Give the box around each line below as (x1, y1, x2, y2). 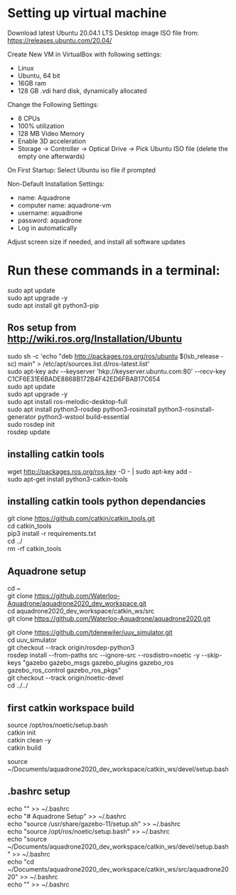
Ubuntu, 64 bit (17, 71, 60, 80)
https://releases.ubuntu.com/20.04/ (7, 36, 112, 44)
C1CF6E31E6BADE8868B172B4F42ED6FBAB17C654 (7, 374, 161, 383)
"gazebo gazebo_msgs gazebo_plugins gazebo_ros (22, 658, 174, 667)
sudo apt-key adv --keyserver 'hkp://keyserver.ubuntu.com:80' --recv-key (7, 367, 226, 376)
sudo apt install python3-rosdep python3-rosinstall (7, 405, 157, 413)
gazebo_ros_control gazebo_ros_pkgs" (7, 666, 122, 675)
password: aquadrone (17, 216, 82, 224)
